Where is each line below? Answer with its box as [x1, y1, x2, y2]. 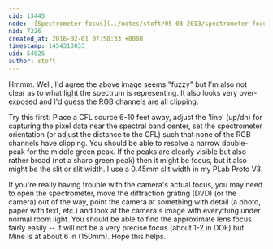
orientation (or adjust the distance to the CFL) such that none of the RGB [8, 129, 251, 139]
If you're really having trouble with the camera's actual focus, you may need [8, 179, 263, 189]
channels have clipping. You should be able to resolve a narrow [8, 138, 221, 148]
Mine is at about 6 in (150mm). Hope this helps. [8, 231, 167, 241]
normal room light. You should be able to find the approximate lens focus [8, 214, 252, 224]
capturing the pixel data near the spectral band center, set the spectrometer [8, 121, 262, 131]
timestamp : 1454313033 [8, 42, 85, 50]
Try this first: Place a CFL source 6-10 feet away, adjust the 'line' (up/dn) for [8, 112, 262, 122]
